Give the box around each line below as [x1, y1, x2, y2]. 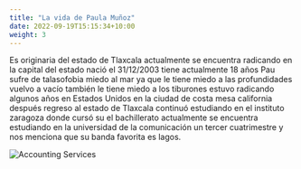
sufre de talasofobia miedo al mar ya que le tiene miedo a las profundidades [9, 74, 293, 85]
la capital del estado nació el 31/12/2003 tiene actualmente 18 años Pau [9, 64, 276, 75]
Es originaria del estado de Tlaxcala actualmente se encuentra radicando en [9, 55, 293, 66]
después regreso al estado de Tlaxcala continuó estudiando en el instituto [9, 103, 285, 114]
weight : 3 [9, 30, 47, 39]
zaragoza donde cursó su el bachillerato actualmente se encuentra [9, 112, 259, 123]
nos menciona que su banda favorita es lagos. [9, 132, 182, 143]
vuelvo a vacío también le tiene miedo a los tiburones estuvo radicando [9, 83, 275, 95]
